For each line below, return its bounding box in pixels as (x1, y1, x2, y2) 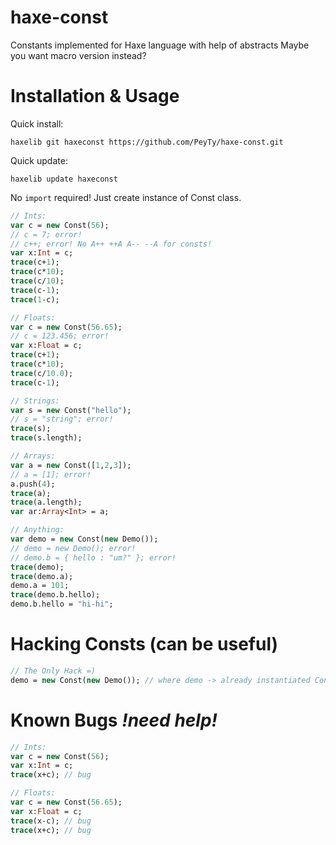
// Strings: (10, 396, 60, 406)
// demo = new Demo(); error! (10, 543, 137, 553)
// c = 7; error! (10, 229, 83, 240)
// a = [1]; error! (10, 469, 92, 480)
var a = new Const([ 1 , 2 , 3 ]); (10, 460, 132, 470)
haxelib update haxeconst (10, 174, 118, 184)
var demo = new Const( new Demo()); (10, 534, 159, 544)
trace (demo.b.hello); (10, 590, 101, 600)
